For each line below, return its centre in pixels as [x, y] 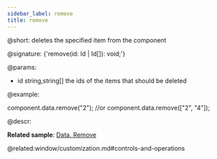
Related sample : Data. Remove [52, 135]
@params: [22, 67]
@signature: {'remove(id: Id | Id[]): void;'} [66, 54]
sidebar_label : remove [40, 14]
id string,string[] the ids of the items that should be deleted [102, 80]
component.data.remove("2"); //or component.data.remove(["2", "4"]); [109, 107]
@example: [23, 94]
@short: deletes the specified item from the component [87, 40]
